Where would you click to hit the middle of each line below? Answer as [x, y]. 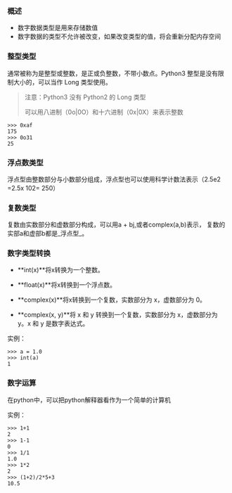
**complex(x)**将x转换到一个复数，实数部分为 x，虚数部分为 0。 [111, 300]
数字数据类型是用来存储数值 [58, 28]
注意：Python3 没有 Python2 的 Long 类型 [85, 97]
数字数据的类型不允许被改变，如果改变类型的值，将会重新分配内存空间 [119, 37]
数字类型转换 [29, 253]
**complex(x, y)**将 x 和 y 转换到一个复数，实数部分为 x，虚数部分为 [117, 315]
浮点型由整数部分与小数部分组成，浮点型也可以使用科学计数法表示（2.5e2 [114, 179]
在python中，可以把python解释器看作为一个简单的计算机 [89, 399]
